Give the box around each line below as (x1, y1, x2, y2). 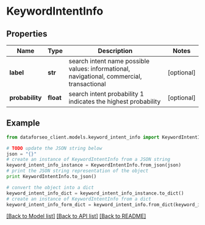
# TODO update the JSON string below (6, 145, 103, 151)
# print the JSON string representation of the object (6, 168, 149, 174)
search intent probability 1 (68, 90, 145, 98)
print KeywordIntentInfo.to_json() (6, 174, 97, 180)
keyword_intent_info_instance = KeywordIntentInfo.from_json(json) (6, 162, 182, 168)
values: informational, (68, 65, 130, 73)
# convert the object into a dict (6, 184, 95, 190)
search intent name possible (68, 57, 149, 65)
